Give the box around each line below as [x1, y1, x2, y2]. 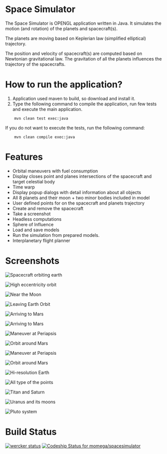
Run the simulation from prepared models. [12, 232, 100, 238]
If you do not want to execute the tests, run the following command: [5, 124, 145, 131]
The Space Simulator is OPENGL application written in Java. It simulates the [5, 20, 161, 26]
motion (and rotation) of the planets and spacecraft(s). [5, 25, 118, 31]
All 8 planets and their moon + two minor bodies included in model [12, 194, 150, 201]
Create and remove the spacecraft [12, 205, 84, 211]
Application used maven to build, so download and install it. [12, 95, 135, 101]
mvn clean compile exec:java [14, 135, 75, 140]
